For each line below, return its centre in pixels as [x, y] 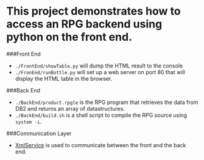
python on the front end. [69, 37]
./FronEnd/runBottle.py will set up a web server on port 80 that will [100, 72]
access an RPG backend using [84, 24]
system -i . [28, 121]
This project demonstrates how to [93, 11]
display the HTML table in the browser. [64, 78]
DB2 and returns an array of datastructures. [70, 108]
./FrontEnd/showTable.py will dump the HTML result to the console [99, 66]
